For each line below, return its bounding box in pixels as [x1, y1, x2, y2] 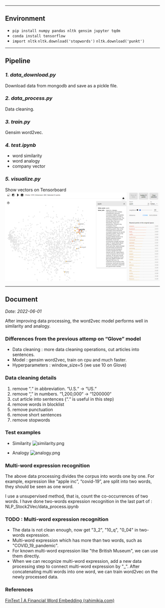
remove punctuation [12, 406, 53, 413]
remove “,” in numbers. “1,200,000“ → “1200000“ [12, 391, 111, 397]
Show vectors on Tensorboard [5, 187, 66, 193]
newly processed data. [12, 574, 59, 580]
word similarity [12, 153, 43, 159]
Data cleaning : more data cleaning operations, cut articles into [12, 347, 139, 353]
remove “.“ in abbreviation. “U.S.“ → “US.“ [12, 386, 97, 391]
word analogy [12, 158, 40, 164]
